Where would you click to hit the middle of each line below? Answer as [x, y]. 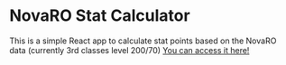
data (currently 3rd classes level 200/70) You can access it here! [129, 50]
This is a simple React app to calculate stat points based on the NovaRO [143, 41]
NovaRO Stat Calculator [100, 16]
